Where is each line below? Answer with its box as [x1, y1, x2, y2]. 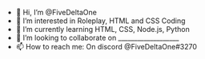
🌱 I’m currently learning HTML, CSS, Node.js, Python [15, 25, 190, 33]
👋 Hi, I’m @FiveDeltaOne [15, 8, 98, 17]
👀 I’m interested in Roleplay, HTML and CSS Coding [15, 16, 186, 26]
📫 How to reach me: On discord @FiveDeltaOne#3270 [15, 42, 198, 51]
